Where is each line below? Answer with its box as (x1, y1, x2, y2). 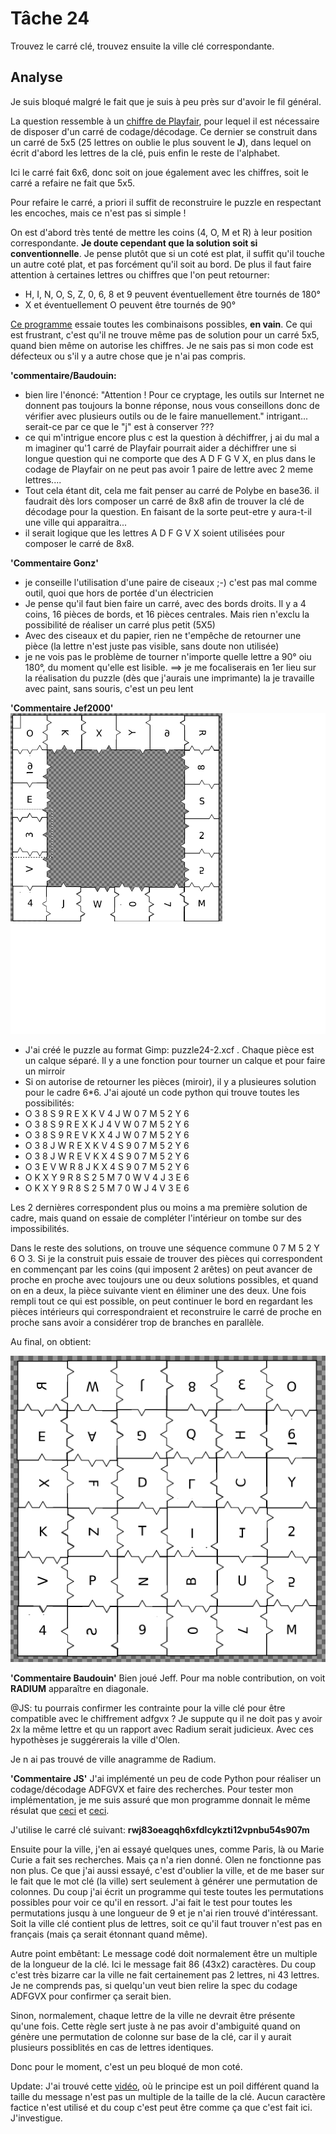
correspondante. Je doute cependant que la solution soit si (10, 237, 258, 249)
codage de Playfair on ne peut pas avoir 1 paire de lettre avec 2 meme (24, 463, 314, 475)
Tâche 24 (10, 7, 90, 30)
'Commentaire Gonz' (10, 557, 99, 569)
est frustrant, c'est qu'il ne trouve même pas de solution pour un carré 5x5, (10, 328, 320, 341)
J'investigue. (10, 2112, 63, 2124)
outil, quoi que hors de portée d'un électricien (24, 587, 214, 599)
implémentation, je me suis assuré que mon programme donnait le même (10, 1794, 311, 1806)
